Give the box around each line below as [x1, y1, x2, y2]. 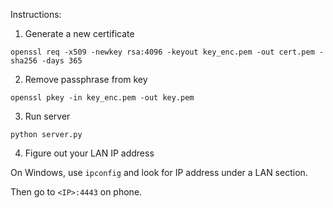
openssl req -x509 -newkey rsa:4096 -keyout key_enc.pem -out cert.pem [10, 47, 315, 57]
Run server [24, 110, 71, 122]
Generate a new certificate [24, 28, 135, 39]
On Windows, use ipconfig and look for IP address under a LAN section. [10, 167, 308, 178]
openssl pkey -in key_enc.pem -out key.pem [10, 93, 195, 103]
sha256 [10, 56, 38, 66]
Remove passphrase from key [24, 74, 148, 85]
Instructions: [10, 9, 62, 20]
